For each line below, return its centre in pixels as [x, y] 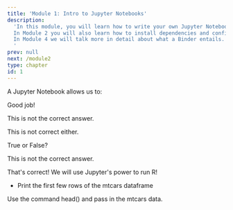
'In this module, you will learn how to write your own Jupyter [108, 26]
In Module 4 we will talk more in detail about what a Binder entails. [119, 40]
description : [26, 20]
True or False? [28, 145]
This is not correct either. [43, 132]
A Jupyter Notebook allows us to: [55, 91]
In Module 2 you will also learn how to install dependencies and [111, 33]
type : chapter [28, 65]
